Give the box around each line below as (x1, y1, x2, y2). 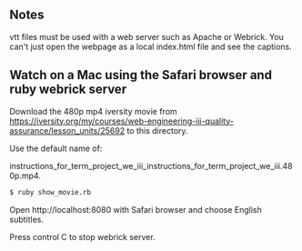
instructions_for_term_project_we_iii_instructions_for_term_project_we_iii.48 (9, 160, 293, 171)
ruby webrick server (9, 82, 127, 97)
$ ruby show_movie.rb (9, 187, 92, 196)
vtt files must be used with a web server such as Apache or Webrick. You (9, 31, 285, 42)
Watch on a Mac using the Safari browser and (9, 67, 273, 83)
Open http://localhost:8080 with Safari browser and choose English (9, 204, 262, 215)
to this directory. (126, 125, 188, 136)
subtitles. (9, 214, 44, 225)
